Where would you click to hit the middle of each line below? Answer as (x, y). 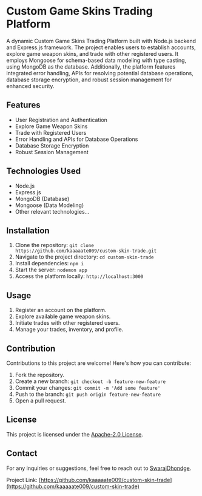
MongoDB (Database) (42, 199)
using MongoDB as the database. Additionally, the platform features (91, 66)
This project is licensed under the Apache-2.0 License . (75, 434)
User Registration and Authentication (61, 120)
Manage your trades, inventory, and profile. (69, 330)
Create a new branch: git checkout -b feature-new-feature (90, 381)
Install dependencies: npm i (49, 263)
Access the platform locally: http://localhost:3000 (79, 276)
